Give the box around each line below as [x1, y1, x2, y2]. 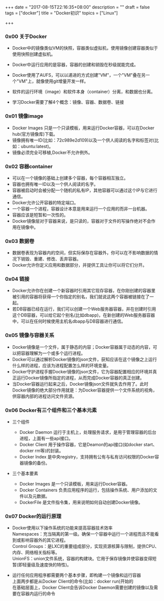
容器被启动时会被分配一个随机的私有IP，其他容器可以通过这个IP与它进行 [12, 187, 158, 193]
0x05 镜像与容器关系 [5, 332, 55, 339]
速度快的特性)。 [39, 562, 72, 568]
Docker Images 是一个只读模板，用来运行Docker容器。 [19, 481, 131, 487]
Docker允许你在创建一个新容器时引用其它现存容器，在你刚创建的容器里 [12, 288, 156, 294]
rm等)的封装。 [35, 448, 64, 454]
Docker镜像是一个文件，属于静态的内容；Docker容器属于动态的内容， [12, 344, 153, 350]
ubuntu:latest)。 [21, 143, 54, 149]
